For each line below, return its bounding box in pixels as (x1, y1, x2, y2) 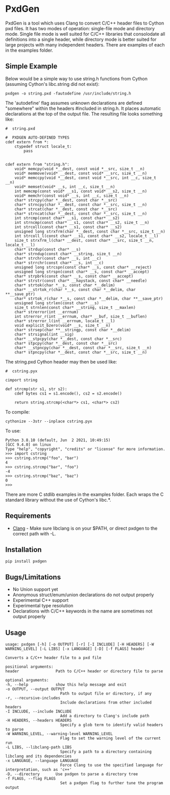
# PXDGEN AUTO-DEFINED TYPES (5, 135, 70, 140)
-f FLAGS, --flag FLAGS (5, 776, 56, 781)
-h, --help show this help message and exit (5, 682, 127, 687)
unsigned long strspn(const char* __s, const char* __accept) (14, 269, 150, 274)
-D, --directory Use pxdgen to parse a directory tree (5, 771, 138, 777)
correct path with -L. (12, 530, 56, 537)
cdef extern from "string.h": (5, 162, 70, 167)
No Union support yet (12, 586, 58, 593)
